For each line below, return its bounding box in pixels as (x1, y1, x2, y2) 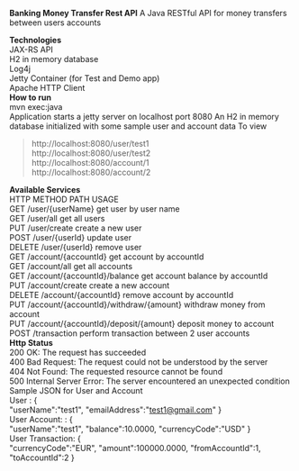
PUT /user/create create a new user (9, 222, 142, 233)
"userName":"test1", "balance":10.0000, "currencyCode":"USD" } (9, 423, 251, 434)
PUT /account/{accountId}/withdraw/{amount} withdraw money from (9, 299, 266, 310)
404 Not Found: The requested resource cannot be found (9, 367, 223, 376)
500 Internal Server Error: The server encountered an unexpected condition (9, 376, 291, 386)
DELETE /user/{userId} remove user (9, 242, 142, 252)
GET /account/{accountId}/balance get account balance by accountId (9, 270, 268, 281)
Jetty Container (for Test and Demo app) (9, 73, 160, 84)
